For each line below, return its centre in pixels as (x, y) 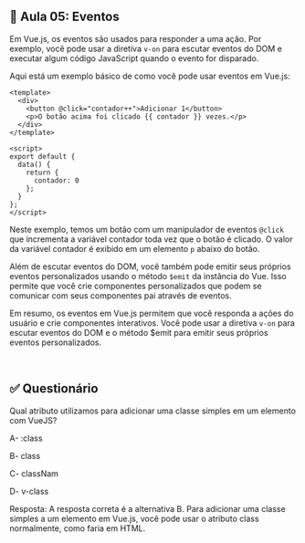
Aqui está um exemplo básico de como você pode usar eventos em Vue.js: (150, 76)
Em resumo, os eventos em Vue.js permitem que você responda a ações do (152, 313)
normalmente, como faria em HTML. (78, 528)
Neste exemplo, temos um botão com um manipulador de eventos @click (147, 229)
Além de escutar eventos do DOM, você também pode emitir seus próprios (150, 266)
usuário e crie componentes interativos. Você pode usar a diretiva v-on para (152, 323)
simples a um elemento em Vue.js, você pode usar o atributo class (134, 518)
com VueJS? (33, 420)
